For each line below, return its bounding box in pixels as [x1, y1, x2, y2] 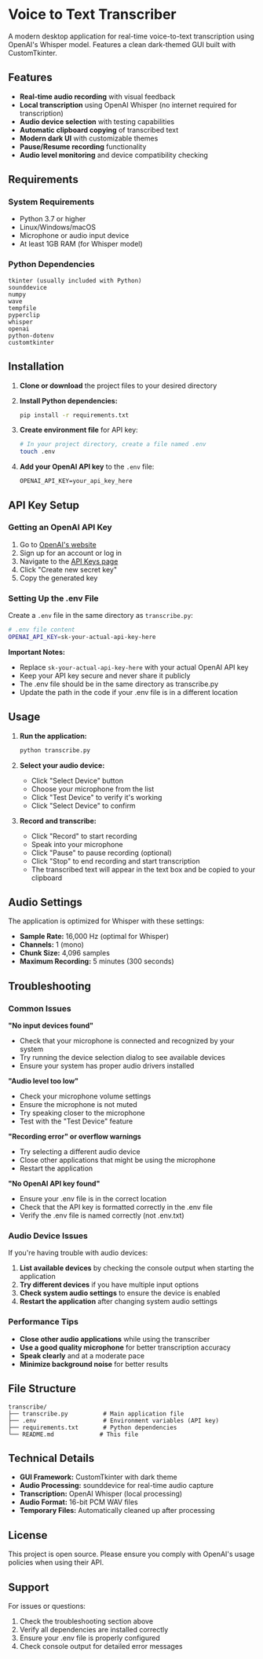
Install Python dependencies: [19, 396, 118, 405]
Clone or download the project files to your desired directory [19, 381, 217, 390]
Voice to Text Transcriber [8, 5, 177, 24]
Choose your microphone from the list [31, 784, 155, 794]
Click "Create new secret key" [19, 565, 118, 574]
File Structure [8, 1382, 76, 1395]
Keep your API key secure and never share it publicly [19, 671, 191, 680]
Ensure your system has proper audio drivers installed [19, 1062, 195, 1071]
